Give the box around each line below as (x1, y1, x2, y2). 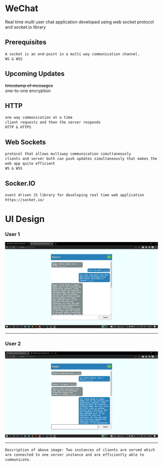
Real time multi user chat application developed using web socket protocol (5, 19, 154, 25)
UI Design (5, 214, 45, 225)
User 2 (5, 340, 21, 347)
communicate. (5, 457, 32, 462)
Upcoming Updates (5, 70, 65, 78)
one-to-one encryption (5, 88, 51, 94)
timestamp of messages (5, 82, 53, 88)
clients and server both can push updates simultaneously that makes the (5, 156, 158, 161)
